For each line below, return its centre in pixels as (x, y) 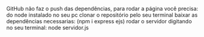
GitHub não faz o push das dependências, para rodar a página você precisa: (102, 9)
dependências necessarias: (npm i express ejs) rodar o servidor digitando (99, 21)
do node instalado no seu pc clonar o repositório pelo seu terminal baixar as (102, 15)
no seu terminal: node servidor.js (48, 27)
